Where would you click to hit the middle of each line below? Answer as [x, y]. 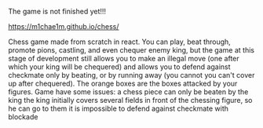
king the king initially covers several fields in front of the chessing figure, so [130, 100]
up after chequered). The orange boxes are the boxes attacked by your [123, 83]
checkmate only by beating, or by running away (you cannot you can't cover [131, 75]
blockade [23, 117]
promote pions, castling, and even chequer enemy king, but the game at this [131, 50]
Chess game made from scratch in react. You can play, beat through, [120, 42]
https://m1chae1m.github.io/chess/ [64, 26]
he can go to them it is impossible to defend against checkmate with [119, 108]
